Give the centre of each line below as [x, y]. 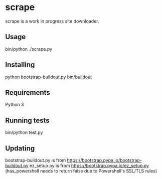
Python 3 [15, 105]
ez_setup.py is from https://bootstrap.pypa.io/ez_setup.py [89, 165]
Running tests [28, 120]
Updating [20, 148]
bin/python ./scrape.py [29, 49]
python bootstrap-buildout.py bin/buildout [49, 77]
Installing [20, 65]
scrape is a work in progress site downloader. [52, 21]
